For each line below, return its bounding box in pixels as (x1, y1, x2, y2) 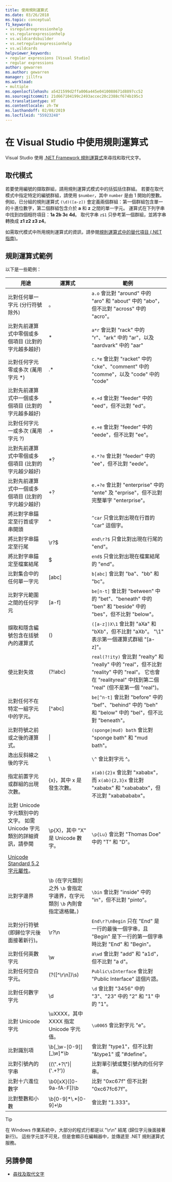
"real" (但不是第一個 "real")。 (91, 684, 162, 691)
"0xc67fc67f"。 (91, 1085, 131, 1092)
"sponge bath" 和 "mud (91, 734, 148, 742)
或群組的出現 (8, 781, 39, 788)
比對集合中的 (8, 570, 39, 577)
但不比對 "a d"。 (91, 958, 132, 965)
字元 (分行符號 (8, 302, 42, 309)
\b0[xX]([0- (48, 1078, 78, 1085)
